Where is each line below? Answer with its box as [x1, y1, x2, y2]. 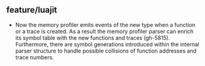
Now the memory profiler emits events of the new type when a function [15, 21, 196, 28]
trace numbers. [15, 53, 54, 61]
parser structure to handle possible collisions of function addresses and [15, 47, 197, 54]
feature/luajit [6, 5, 58, 15]
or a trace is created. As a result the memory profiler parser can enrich [15, 28, 194, 35]
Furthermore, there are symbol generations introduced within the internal [15, 40, 199, 48]
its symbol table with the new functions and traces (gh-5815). [15, 34, 170, 42]
